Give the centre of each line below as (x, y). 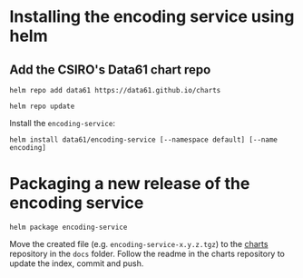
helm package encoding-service (68, 227)
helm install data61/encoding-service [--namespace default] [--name (144, 140)
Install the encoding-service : (63, 123)
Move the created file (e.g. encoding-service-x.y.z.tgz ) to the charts (139, 243)
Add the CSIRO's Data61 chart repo (110, 69)
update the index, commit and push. (77, 263)
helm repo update (42, 106)
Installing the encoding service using (152, 17)
